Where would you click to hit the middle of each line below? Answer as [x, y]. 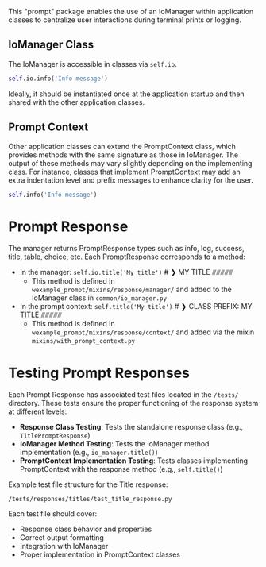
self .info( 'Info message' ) [53, 195]
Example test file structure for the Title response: [88, 484]
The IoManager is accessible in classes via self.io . [93, 64]
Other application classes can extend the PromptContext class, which [122, 146]
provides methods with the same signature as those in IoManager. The [123, 155]
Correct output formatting [62, 538]
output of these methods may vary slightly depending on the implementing [130, 163]
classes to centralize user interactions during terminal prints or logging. [125, 20]
